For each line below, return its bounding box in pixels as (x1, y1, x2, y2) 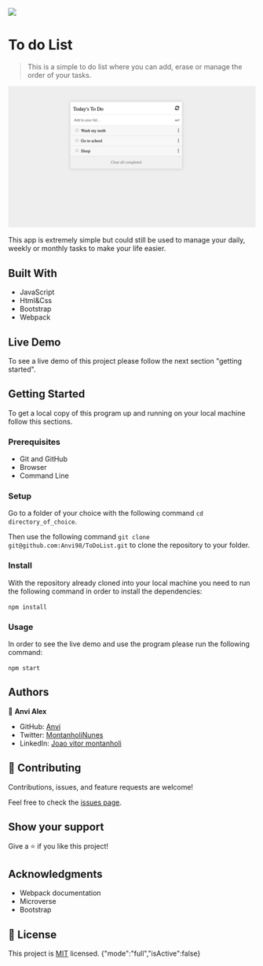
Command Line (19, 471, 69, 480)
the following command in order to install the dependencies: (8, 587, 203, 596)
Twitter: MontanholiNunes (19, 730, 104, 739)
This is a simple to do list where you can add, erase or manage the (27, 61, 243, 71)
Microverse (19, 897, 57, 906)
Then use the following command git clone (8, 532, 151, 542)
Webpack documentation (19, 888, 101, 898)
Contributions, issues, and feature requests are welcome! (8, 782, 194, 791)
